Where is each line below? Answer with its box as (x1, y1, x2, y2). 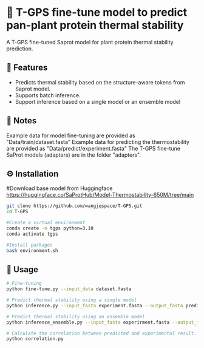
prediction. (6, 45, 33, 52)
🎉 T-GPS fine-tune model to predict (6, 5, 188, 19)
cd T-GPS (6, 209, 29, 215)
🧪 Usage (6, 264, 38, 275)
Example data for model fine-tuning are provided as (6, 132, 135, 139)
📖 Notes (6, 115, 37, 126)
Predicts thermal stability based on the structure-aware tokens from (15, 78, 185, 86)
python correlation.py (6, 336, 64, 342)
